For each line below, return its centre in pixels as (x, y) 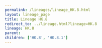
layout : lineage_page (27, 14)
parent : (13, 33)
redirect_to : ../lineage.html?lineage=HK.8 (51, 24)
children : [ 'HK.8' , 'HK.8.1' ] (36, 38)
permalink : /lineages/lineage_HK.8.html (48, 10)
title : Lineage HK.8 (26, 19)
